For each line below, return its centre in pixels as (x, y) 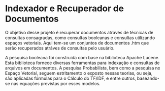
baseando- (148, 78)
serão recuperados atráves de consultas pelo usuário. (60, 48)
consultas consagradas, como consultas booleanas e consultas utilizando (80, 38)
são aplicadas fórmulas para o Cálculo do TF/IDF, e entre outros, (71, 78)
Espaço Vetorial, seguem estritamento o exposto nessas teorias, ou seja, (79, 73)
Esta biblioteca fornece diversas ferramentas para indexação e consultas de (82, 63)
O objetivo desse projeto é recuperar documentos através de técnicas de (79, 32)
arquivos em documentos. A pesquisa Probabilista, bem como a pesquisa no (83, 68)
